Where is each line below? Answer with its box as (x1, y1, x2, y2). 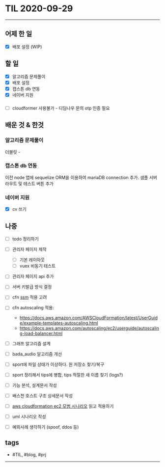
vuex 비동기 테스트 (19, 263, 56, 269)
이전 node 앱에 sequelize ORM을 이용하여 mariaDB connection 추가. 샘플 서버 (5, 174, 158, 180)
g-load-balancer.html (19, 330, 63, 336)
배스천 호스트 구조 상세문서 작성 (12, 392, 73, 398)
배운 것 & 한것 (5, 121, 44, 129)
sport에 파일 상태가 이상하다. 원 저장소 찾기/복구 (12, 361, 105, 367)
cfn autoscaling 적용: (12, 305, 54, 311)
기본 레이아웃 (19, 257, 45, 263)
